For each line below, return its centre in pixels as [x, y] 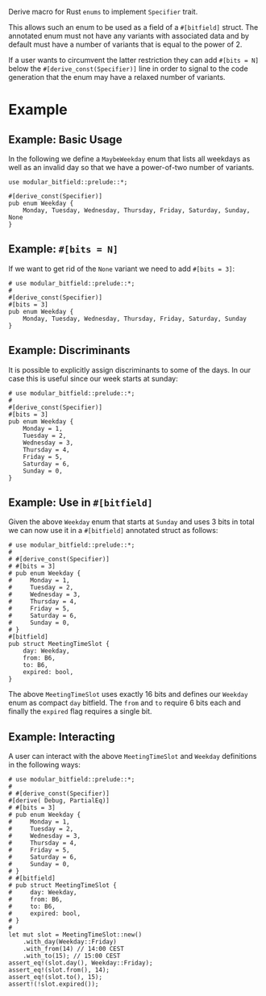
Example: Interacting [62, 737]
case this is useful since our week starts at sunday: [94, 378]
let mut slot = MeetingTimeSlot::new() [75, 935]
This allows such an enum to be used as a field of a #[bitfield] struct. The [133, 27]
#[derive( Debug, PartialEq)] [59, 801]
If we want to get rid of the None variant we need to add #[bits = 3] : [122, 269]
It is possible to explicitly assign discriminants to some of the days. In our [130, 369]
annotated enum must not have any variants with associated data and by [129, 36]
